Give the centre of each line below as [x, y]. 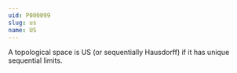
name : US [22, 30]
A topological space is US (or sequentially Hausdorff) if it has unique [119, 53]
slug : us [22, 23]
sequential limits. [35, 60]
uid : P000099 [29, 15]
